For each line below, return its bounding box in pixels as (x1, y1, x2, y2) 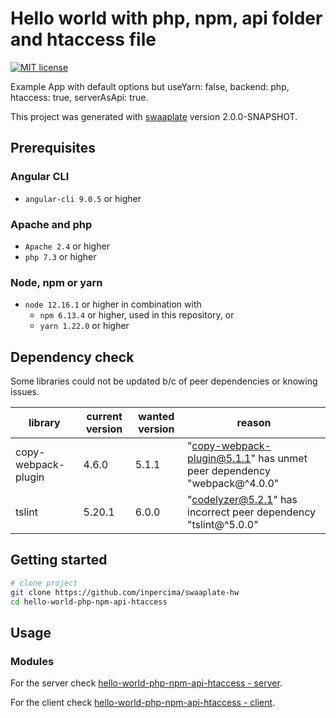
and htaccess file (10, 28, 157, 51)
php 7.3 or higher (24, 250, 97, 262)
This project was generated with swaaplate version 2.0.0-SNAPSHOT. (10, 110, 298, 122)
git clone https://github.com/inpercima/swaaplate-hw (10, 587, 240, 597)
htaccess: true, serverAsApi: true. (10, 91, 149, 103)
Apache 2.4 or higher (24, 240, 110, 252)
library (28, 416, 61, 430)
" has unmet (250, 452, 308, 466)
